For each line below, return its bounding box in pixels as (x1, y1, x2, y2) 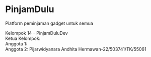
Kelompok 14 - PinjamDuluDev (5, 30, 68, 36)
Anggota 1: (5, 40, 28, 46)
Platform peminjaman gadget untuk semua (5, 20, 93, 26)
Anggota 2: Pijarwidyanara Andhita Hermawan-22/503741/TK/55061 (5, 46, 146, 52)
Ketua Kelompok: (5, 35, 41, 41)
